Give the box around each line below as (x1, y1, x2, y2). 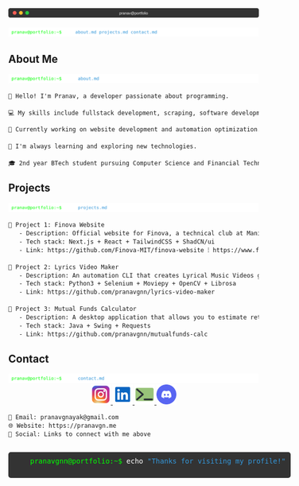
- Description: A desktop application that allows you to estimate (18, 313, 247, 321)
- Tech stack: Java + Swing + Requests (18, 321, 151, 329)
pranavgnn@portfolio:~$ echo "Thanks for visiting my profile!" (29, 457, 286, 465)
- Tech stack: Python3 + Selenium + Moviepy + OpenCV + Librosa (18, 280, 237, 288)
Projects (8, 181, 51, 195)
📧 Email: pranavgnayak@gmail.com (8, 414, 119, 422)
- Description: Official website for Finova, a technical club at (18, 230, 244, 238)
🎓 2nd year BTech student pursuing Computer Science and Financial (8, 159, 240, 167)
